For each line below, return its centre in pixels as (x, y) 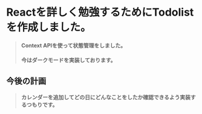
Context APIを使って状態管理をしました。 (73, 45)
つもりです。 (42, 105)
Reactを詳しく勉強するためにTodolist (100, 12)
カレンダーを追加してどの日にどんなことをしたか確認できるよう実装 (106, 97)
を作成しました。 (49, 27)
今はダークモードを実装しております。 (68, 60)
